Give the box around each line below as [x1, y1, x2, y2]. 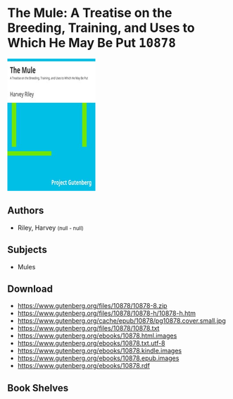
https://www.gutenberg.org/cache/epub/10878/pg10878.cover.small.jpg [17, 317, 227, 325]
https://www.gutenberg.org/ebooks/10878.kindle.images [17, 347, 182, 355]
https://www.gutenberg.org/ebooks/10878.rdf [17, 362, 150, 370]
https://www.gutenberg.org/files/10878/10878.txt [17, 324, 160, 333]
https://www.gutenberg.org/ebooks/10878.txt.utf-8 [17, 339, 165, 348]
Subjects [7, 244, 47, 256]
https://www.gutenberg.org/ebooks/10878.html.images [17, 331, 177, 340]
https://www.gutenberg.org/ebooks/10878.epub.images [17, 354, 180, 362]
